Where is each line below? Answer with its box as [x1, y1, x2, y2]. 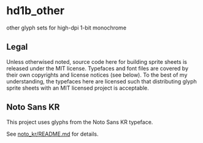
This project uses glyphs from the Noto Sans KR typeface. [6, 118, 153, 126]
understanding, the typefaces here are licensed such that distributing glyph [6, 77, 197, 85]
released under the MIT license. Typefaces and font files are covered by [6, 64, 189, 72]
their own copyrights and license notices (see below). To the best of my [6, 71, 188, 79]
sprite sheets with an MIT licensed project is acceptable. [6, 84, 149, 91]
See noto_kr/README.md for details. [6, 130, 99, 137]
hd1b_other [6, 4, 65, 18]
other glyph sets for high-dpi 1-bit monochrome [6, 24, 127, 31]
